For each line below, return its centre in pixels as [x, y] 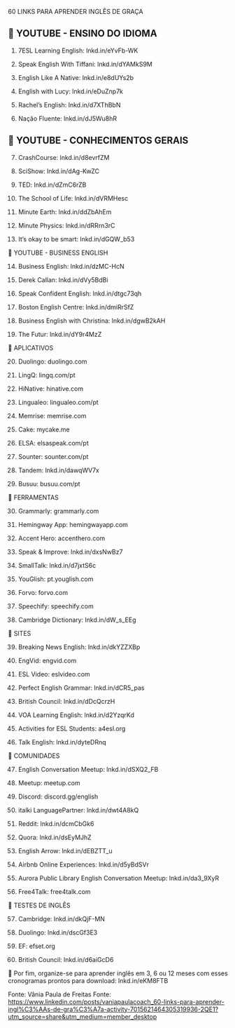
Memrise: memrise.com [52, 415]
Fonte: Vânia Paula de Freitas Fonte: [59, 994]
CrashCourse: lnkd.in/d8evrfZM [64, 157]
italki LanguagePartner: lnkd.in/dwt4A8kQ [78, 810]
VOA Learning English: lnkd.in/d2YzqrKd [76, 715]
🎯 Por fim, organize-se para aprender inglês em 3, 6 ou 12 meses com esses [118, 973]
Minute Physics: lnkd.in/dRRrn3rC [66, 225]
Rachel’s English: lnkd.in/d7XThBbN [69, 105]
